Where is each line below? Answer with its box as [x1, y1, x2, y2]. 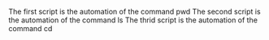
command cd [8, 24, 53, 33]
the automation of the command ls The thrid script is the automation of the [8, 15, 258, 25]
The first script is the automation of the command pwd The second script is [8, 7, 262, 16]
